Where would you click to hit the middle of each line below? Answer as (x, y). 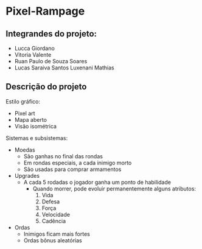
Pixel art (25, 113)
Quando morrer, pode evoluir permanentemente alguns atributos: (114, 188)
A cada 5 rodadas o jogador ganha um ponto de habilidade (97, 182)
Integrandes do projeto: (51, 34)
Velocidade (56, 214)
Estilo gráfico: (23, 101)
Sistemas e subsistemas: (37, 138)
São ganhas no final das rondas (63, 156)
